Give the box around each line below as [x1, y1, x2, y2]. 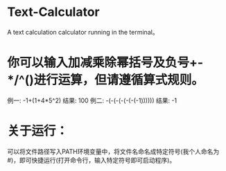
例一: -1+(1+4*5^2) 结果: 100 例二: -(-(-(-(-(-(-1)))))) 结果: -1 [7, 96, 177, 105]
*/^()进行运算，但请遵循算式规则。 [7, 72, 205, 88]
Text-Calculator [7, 4, 101, 20]
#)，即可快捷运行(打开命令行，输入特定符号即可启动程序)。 [7, 156, 176, 164]
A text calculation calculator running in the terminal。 [7, 28, 159, 36]
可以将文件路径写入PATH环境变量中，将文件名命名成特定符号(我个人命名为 [7, 147, 220, 156]
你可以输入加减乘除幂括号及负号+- [7, 55, 204, 71]
